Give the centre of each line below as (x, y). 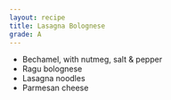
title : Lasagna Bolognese (57, 26)
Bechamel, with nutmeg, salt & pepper (92, 60)
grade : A (25, 34)
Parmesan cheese (55, 88)
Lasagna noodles (54, 79)
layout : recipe (37, 17)
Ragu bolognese (52, 69)
